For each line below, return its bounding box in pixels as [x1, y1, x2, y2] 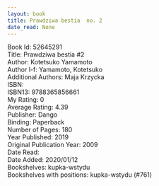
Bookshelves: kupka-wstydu [7, 163, 90, 172]
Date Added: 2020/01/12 [7, 156, 78, 164]
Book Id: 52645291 [7, 43, 62, 52]
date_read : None [7, 23, 55, 30]
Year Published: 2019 [7, 133, 69, 141]
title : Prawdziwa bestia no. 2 [7, 17, 102, 24]
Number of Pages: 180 [7, 125, 73, 134]
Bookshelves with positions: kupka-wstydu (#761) [7, 170, 153, 179]
